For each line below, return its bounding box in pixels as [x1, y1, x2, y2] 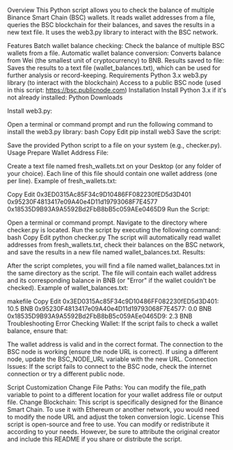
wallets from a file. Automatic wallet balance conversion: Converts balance [7, 49, 221, 57]
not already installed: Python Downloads [7, 93, 123, 102]
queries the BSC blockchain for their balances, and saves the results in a [7, 21, 216, 29]
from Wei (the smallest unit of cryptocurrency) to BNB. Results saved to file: [7, 56, 225, 65]
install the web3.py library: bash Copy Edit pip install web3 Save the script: [7, 128, 221, 136]
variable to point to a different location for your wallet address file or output [7, 391, 223, 399]
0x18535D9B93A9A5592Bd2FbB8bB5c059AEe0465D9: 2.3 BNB [7, 312, 193, 320]
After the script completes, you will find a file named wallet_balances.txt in [7, 262, 220, 270]
